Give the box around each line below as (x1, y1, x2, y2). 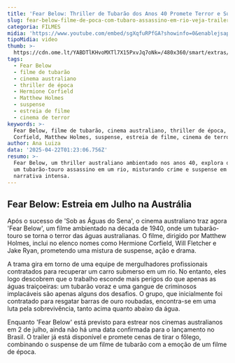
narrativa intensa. (13, 172, 71, 179)
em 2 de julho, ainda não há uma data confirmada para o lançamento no (7, 325, 215, 334)
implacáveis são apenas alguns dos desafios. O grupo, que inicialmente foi (7, 290, 222, 298)
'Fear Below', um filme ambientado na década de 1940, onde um (7, 224, 192, 232)
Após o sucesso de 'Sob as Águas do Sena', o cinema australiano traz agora (7, 217, 227, 225)
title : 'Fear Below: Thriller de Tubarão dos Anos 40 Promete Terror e (7, 10, 220, 17)
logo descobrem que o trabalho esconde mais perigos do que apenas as (7, 275, 217, 283)
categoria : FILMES (7, 23, 61, 30)
